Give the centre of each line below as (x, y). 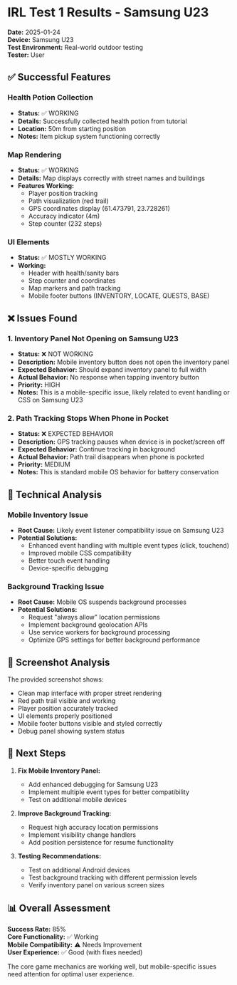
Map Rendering (35, 155)
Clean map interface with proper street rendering (90, 693)
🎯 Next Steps (37, 753)
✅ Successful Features (59, 77)
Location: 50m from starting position (72, 128)
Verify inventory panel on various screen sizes (96, 885)
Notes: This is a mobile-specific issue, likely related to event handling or (123, 392)
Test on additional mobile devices (77, 799)
